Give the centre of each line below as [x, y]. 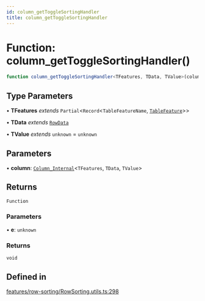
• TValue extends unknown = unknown [52, 134]
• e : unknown [21, 230]
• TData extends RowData [38, 122]
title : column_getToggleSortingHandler [57, 18]
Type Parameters [40, 96]
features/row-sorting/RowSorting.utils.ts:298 [63, 292]
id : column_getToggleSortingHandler [53, 12]
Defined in [27, 277]
